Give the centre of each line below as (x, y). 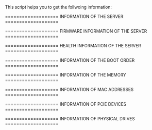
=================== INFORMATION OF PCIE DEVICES (66, 104)
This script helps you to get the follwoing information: (59, 7)
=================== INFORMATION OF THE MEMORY (66, 75)
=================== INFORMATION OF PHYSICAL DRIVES (70, 119)
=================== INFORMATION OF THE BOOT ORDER (70, 60)
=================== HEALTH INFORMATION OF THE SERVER (73, 46)
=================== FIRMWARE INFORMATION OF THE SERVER (76, 31)
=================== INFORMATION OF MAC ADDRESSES (69, 89)
